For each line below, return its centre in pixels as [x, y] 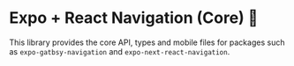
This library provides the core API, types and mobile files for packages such [147, 42]
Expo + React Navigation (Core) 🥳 [134, 18]
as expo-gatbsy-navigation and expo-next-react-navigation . [120, 51]
